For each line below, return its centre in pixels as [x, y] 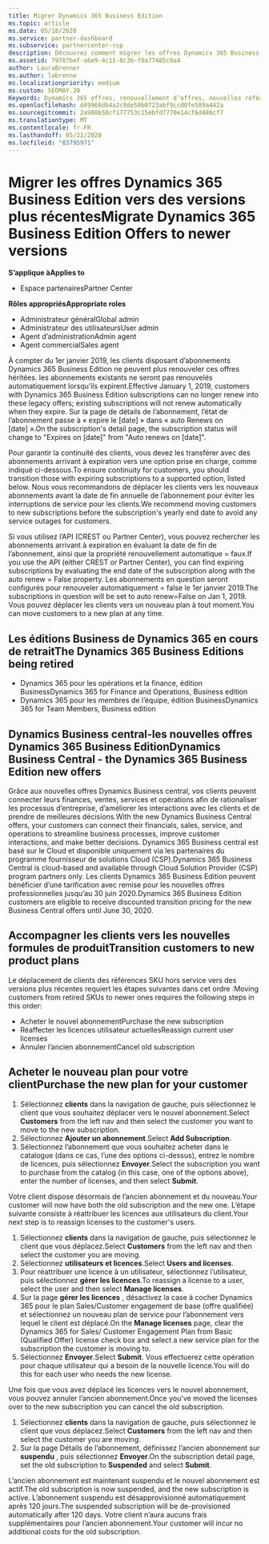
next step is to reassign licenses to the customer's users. [102, 1222]
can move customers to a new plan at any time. [86, 613]
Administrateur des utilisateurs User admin [89, 328]
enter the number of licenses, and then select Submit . [109, 1180]
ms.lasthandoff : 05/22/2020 [55, 135]
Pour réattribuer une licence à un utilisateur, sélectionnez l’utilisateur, [134, 1271]
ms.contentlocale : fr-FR [50, 128]
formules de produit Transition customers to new [131, 948]
